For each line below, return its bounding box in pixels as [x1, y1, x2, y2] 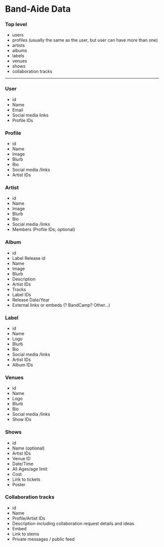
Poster [12, 481, 26, 487]
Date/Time [12, 461, 34, 467]
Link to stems [12, 531, 40, 537]
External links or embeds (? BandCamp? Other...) [12, 302, 110, 308]
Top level [5, 21, 27, 28]
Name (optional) [12, 445, 45, 451]
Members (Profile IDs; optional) [12, 226, 76, 232]
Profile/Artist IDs [12, 515, 45, 521]
